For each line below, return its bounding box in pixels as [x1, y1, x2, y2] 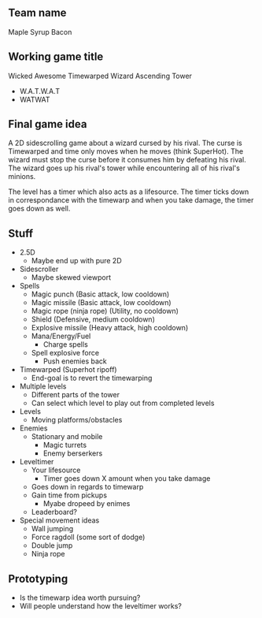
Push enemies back [42, 356, 108, 366]
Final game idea [8, 117, 87, 131]
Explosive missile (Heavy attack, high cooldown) [31, 323, 189, 333]
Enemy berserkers [42, 449, 103, 458]
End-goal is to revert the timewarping [31, 374, 153, 383]
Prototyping [8, 571, 68, 586]
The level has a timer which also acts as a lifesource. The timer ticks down [8, 187, 249, 196]
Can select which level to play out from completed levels [31, 398, 215, 408]
